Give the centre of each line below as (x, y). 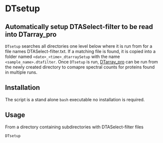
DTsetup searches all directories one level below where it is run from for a (79, 46)
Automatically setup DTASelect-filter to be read (79, 27)
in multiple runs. (21, 72)
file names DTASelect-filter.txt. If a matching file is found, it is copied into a (80, 51)
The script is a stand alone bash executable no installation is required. (75, 99)
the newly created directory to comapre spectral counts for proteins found (80, 67)
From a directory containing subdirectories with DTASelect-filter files (74, 127)
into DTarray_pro (31, 34)
